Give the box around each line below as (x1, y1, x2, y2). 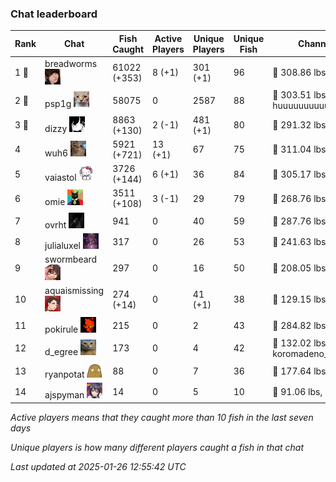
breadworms (44, 58, 98, 70)
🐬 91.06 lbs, (272, 385, 323, 397)
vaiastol (44, 172, 77, 184)
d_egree (44, 345, 79, 357)
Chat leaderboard (10, 7, 98, 21)
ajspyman (44, 389, 85, 401)
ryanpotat (44, 368, 85, 381)
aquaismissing (44, 285, 105, 297)
